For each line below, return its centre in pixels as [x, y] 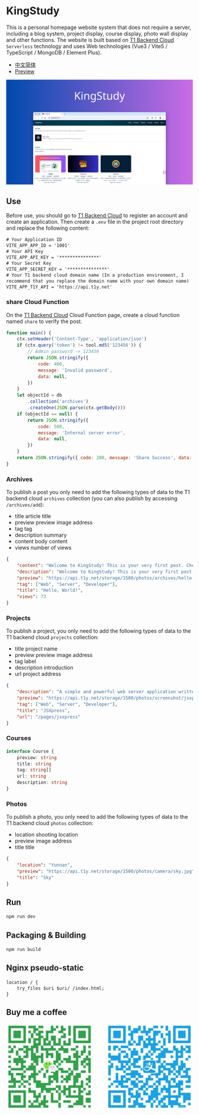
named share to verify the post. [44, 321]
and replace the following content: [48, 228]
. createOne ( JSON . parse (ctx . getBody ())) [77, 408]
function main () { [29, 333]
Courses [19, 738]
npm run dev [21, 917]
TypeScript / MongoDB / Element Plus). [54, 52]
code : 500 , [51, 427]
